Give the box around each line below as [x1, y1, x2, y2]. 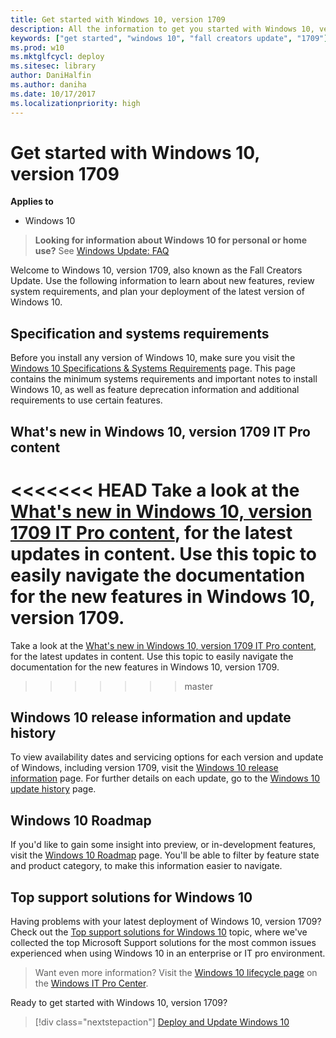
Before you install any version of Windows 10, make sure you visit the [10, 352, 296, 364]
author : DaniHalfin [10, 71, 92, 81]
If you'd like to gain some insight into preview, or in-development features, [10, 839, 317, 851]
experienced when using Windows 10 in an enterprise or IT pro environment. [10, 947, 326, 960]
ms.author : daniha [10, 80, 87, 90]
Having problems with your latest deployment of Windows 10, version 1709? [10, 916, 322, 928]
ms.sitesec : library [10, 61, 97, 71]
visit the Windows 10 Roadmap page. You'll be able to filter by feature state [10, 849, 320, 861]
